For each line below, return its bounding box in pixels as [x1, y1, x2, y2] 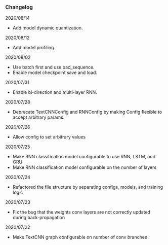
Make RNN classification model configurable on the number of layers [12, 164, 157, 170]
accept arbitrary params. [12, 114, 65, 120]
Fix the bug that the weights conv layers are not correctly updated [12, 209, 151, 215]
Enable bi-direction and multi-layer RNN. [12, 89, 97, 95]
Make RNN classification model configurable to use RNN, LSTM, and [12, 154, 156, 160]
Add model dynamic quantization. [12, 25, 83, 31]
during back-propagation [12, 215, 65, 221]
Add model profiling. [12, 45, 56, 51]
